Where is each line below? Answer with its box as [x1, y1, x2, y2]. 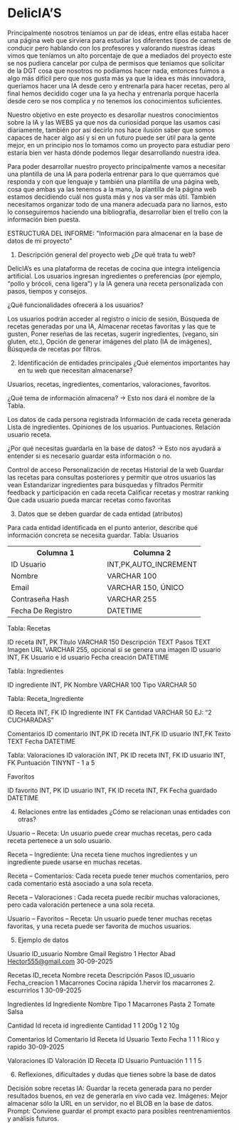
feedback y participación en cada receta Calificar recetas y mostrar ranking [7, 488, 230, 497]
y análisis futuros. [7, 1114, 59, 1123]
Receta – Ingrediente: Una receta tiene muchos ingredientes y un [7, 850, 198, 859]
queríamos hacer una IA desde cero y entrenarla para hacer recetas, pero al [7, 81, 230, 90]
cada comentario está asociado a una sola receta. [7, 878, 154, 888]
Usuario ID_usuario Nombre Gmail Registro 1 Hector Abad [7, 949, 176, 958]
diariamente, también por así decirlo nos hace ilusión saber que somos [7, 125, 215, 134]
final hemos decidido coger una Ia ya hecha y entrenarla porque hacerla [7, 89, 219, 98]
